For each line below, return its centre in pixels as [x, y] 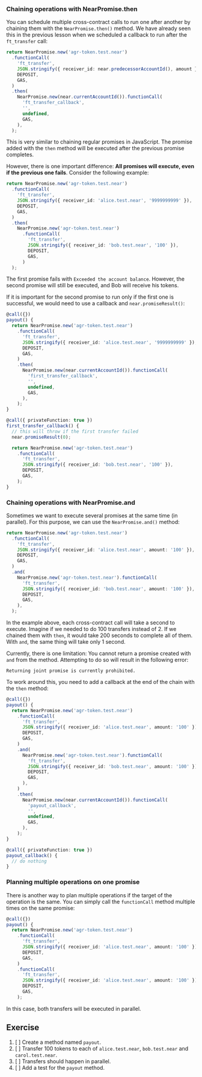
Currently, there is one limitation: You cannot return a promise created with [99, 653]
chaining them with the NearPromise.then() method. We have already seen [99, 28]
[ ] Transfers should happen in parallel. [63, 1061]
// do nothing [29, 861]
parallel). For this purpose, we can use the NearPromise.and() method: [93, 522]
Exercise [23, 1027]
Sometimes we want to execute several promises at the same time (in [92, 515]
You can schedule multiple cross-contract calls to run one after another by [98, 22]
